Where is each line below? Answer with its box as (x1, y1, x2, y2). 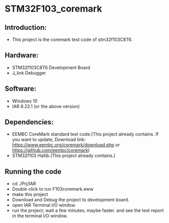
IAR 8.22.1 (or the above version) (12, 103, 80, 109)
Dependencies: (5, 118, 54, 127)
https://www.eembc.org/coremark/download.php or (12, 142, 120, 148)
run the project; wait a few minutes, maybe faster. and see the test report (12, 207, 164, 213)
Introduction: (5, 23, 47, 32)
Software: (5, 84, 36, 93)
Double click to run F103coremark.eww (12, 186, 94, 192)
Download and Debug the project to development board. (12, 197, 130, 203)
